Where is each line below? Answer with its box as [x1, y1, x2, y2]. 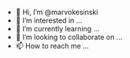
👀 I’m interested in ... [15, 16, 83, 25]
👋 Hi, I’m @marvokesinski [15, 8, 98, 16]
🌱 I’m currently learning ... [15, 24, 100, 33]
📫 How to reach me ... [15, 42, 89, 50]
